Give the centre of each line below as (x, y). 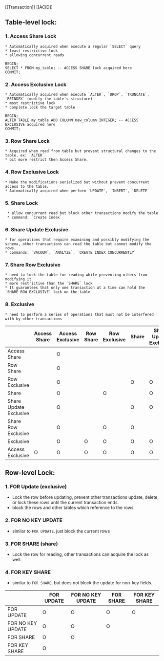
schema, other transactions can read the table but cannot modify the (78, 244)
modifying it (18, 279)
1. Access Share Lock (31, 36)
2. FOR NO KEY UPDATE (34, 520)
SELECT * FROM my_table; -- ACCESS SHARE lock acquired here (69, 68)
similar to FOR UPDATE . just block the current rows (61, 531)
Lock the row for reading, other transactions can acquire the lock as (80, 554)
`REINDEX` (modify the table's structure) (49, 99)
